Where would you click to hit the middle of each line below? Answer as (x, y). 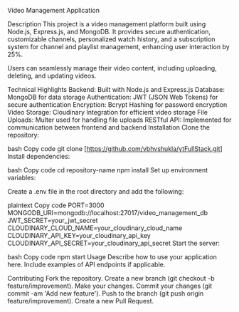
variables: (22, 178)
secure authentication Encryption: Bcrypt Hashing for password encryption (117, 105)
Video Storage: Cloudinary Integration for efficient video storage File (108, 112)
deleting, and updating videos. (52, 76)
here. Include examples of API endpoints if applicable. (86, 264)
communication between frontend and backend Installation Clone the (109, 127)
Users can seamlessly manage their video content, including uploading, (112, 68)
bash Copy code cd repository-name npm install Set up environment (108, 170)
